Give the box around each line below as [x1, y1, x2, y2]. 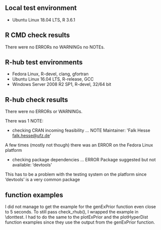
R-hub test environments [5, 58, 83, 66]
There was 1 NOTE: [5, 118, 44, 124]
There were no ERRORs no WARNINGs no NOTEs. [5, 44, 105, 50]
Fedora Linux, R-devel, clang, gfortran [12, 71, 89, 77]
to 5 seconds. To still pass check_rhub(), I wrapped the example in [5, 209, 139, 215]
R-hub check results [5, 95, 68, 104]
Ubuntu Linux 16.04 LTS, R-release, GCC [12, 76, 94, 82]
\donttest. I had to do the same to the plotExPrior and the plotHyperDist [5, 214, 148, 220]
